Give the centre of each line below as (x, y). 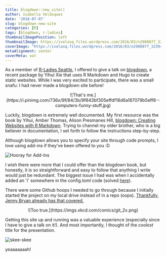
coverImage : (17, 46)
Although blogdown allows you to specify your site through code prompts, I (82, 140)
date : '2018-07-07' (25, 19)
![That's (78, 95)
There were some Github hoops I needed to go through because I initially (80, 190)
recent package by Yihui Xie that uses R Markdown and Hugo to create (77, 75)
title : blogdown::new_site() (35, 10)
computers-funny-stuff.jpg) (83, 106)
